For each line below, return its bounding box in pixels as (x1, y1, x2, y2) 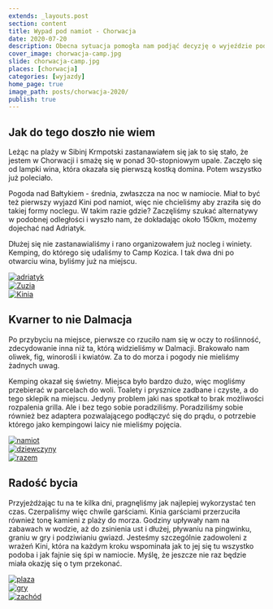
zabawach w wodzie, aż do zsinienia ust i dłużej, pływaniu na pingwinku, (8, 524, 252, 533)
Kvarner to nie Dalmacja (8, 313, 132, 326)
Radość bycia (8, 476, 79, 490)
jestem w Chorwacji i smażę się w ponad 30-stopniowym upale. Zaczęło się (8, 156, 262, 165)
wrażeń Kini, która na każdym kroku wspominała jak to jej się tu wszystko (8, 541, 254, 550)
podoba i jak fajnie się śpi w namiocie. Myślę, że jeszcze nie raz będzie (8, 550, 247, 559)
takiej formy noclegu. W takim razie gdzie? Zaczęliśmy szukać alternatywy (8, 206, 258, 216)
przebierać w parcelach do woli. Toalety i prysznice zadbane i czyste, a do (8, 384, 258, 395)
